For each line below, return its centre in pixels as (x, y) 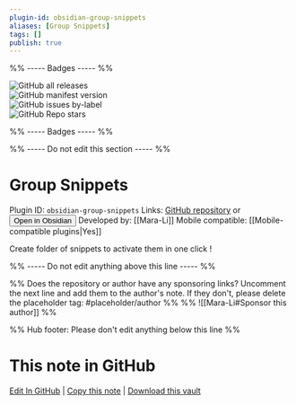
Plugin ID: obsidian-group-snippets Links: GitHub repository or (125, 210)
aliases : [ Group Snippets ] (60, 26)
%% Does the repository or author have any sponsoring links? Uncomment (148, 284)
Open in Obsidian (43, 221)
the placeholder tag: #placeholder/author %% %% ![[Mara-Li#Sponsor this (148, 303)
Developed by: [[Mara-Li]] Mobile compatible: (162, 220)
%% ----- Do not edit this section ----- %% (90, 149)
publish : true (36, 43)
